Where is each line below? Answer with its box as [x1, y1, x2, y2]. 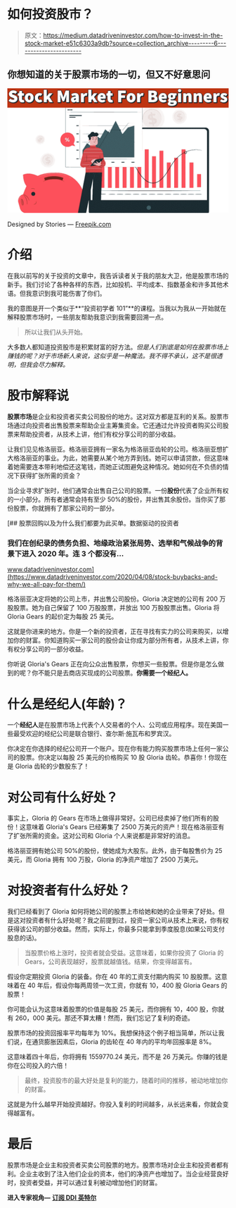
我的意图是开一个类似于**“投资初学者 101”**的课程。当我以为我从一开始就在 [7, 304, 227, 313]
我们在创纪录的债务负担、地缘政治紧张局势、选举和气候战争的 [7, 538, 216, 548]
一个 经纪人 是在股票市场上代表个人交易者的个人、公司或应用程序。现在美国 [7, 721, 223, 729]
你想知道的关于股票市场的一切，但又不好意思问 [7, 68, 211, 81]
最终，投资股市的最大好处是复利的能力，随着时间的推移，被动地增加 [24, 1076, 222, 1085]
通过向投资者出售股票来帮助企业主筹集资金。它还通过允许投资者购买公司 [13, 421, 223, 430]
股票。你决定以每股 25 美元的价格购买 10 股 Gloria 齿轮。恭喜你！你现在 [19, 753, 227, 761]
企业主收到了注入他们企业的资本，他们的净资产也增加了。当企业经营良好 [19, 1170, 229, 1178]
